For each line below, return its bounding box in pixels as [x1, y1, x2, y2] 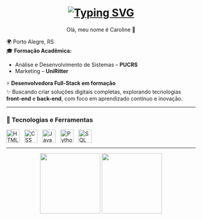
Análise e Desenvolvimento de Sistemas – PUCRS [14, 61, 138, 68]
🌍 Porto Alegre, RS [6, 38, 54, 45]
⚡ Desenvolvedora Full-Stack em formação [6, 79, 116, 87]
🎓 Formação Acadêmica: [6, 47, 72, 54]
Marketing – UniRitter [14, 67, 69, 75]
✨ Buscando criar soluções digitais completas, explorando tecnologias [6, 88, 182, 95]
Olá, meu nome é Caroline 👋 [66, 26, 136, 33]
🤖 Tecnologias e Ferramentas [6, 115, 93, 124]
